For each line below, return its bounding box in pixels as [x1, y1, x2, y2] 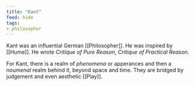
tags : [6, 20, 20, 26]
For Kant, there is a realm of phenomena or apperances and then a [6, 60, 172, 67]
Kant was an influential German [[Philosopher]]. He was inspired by [6, 42, 173, 49]
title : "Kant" [6, 8, 42, 15]
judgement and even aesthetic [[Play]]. [6, 73, 103, 80]
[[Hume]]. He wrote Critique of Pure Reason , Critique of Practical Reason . [6, 49, 190, 56]
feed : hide [6, 14, 34, 20]
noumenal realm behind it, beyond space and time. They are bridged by [6, 67, 184, 74]
